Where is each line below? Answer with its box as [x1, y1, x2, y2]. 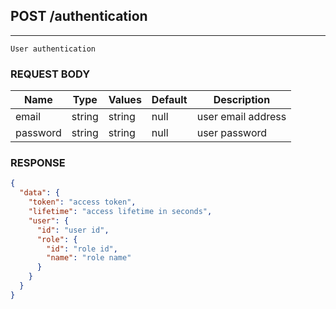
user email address [196, 110, 287, 124]
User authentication [10, 44, 97, 54]
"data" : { [19, 188, 60, 198]
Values [108, 93, 142, 107]
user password [196, 126, 268, 140]
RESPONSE [10, 156, 66, 170]
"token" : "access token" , [28, 197, 137, 208]
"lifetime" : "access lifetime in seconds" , [28, 207, 213, 217]
